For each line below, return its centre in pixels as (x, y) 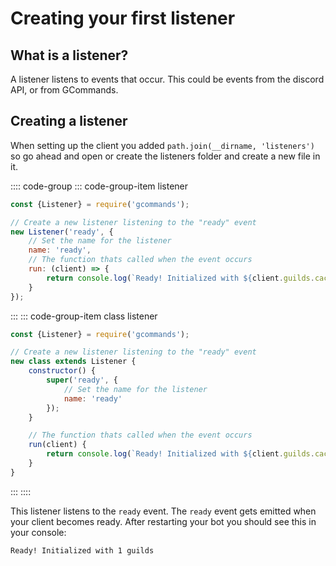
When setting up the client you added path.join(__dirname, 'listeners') (162, 145)
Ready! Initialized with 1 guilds (82, 550)
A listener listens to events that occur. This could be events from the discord (167, 79)
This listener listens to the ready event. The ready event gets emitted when (163, 511)
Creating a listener (69, 121)
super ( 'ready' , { (82, 380)
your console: (38, 532)
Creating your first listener (123, 18)
